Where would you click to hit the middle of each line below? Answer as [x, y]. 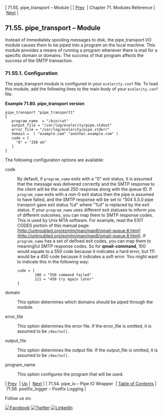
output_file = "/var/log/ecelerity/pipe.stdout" [62, 125]
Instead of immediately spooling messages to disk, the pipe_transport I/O [78, 40]
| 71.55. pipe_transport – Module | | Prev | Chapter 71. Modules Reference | [80, 8]
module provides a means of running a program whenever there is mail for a [81, 50]
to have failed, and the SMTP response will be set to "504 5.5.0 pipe [85, 199]
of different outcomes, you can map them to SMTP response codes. [85, 215]
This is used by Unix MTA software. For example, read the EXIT [81, 220]
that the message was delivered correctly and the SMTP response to [86, 184]
